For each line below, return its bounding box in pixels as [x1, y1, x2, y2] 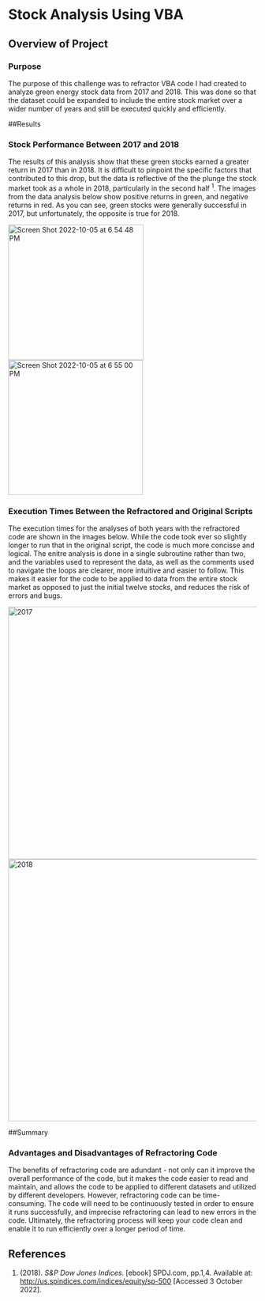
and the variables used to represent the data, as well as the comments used [8, 558, 255, 567]
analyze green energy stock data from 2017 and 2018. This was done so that [8, 87, 256, 96]
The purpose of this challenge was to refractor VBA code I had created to [8, 78, 247, 88]
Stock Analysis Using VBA [8, 6, 184, 24]
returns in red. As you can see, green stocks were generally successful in [8, 200, 247, 210]
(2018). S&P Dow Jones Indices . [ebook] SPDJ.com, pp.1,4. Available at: [19, 1268, 253, 1278]
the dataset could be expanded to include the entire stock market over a [8, 95, 243, 104]
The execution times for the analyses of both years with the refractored [8, 524, 241, 533]
